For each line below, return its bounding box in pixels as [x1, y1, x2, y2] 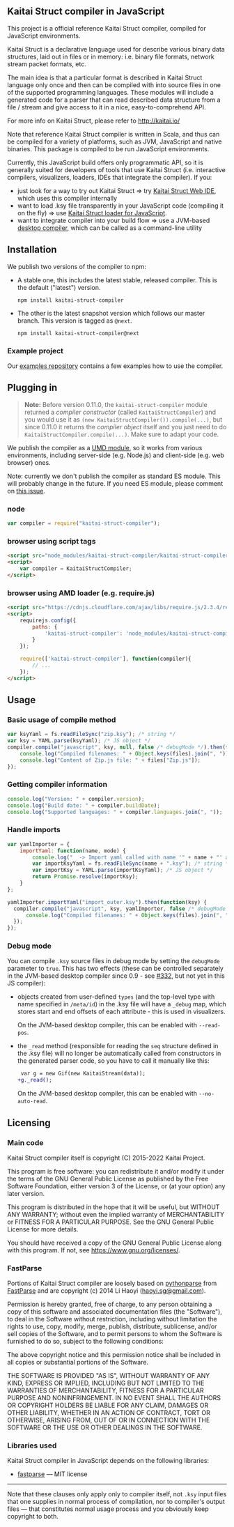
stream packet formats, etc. [7, 59, 87, 68]
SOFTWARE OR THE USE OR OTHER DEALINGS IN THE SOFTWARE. [7, 1423, 203, 1432]
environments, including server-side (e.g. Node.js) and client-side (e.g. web [7, 451, 225, 459]
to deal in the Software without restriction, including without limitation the [7, 1315, 217, 1323]
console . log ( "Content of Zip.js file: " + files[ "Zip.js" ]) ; [19, 756, 201, 764]
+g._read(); [17, 1077, 52, 1084]
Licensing [7, 1117, 51, 1128]
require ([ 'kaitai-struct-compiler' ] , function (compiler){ [19, 655, 192, 663]
